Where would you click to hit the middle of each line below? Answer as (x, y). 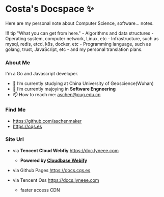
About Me (18, 63)
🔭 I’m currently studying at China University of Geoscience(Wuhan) (83, 83)
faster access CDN (40, 190)
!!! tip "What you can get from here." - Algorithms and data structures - (79, 33)
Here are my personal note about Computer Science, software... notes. (79, 23)
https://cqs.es (27, 126)
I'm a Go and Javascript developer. (42, 74)
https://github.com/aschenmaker (47, 121)
